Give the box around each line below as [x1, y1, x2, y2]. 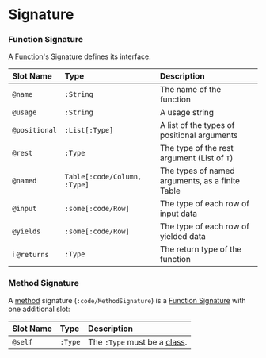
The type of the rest [159, 143, 234, 154]
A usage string [159, 107, 215, 118]
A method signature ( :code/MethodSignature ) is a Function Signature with [8, 295, 247, 305]
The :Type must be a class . [88, 336, 188, 347]
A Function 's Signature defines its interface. [8, 52, 152, 61]
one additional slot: [8, 304, 70, 314]
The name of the [159, 84, 222, 95]
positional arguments [159, 129, 238, 141]
